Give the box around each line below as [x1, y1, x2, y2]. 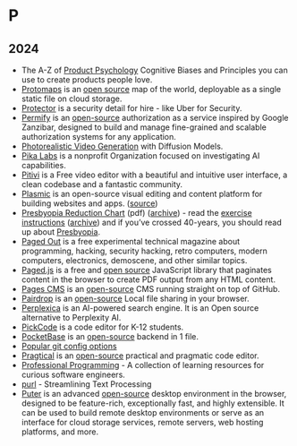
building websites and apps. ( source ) [21, 198, 158, 209]
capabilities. [21, 160, 66, 170]
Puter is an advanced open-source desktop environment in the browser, [21, 389, 287, 399]
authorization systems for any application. [21, 132, 176, 142]
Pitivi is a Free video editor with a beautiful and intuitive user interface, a [21, 169, 288, 180]
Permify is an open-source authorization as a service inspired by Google [21, 113, 289, 123]
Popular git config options [21, 341, 117, 351]
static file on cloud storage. [21, 93, 123, 104]
